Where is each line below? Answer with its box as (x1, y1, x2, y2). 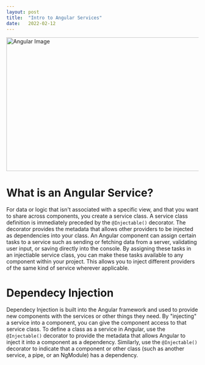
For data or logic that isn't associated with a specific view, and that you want (6, 206, 199, 213)
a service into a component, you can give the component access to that (6, 319, 187, 326)
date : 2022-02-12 (6, 20, 56, 26)
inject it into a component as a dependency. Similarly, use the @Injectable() (6, 339, 198, 346)
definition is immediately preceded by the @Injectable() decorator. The (6, 219, 186, 226)
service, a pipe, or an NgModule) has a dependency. (6, 352, 138, 359)
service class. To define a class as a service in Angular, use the (6, 325, 166, 333)
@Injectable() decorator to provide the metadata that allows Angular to (6, 332, 186, 339)
